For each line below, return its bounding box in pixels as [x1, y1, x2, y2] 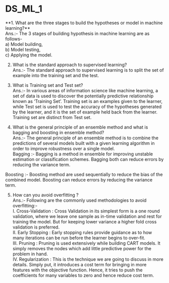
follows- [5, 36, 23, 42]
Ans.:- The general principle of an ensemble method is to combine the [12, 135, 159, 141]
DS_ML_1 [5, 3, 43, 15]
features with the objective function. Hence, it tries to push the [12, 267, 143, 273]
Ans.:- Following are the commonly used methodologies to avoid [12, 197, 147, 203]
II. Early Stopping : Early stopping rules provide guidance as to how [12, 229, 152, 235]
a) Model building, [5, 41, 43, 47]
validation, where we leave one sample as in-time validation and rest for [12, 213, 162, 219]
